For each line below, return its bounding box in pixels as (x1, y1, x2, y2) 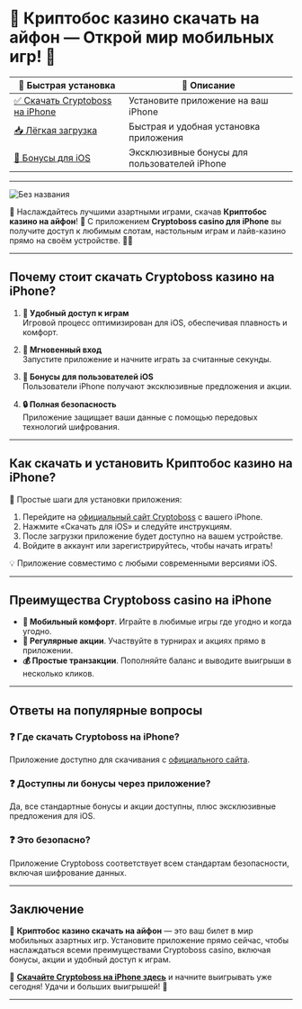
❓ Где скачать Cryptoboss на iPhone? (9, 730, 180, 742)
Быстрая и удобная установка (129, 120, 261, 132)
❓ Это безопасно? (9, 833, 92, 846)
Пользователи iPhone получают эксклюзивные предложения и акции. (22, 380, 292, 391)
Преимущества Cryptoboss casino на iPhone (9, 592, 272, 607)
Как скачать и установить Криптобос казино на (9, 456, 293, 471)
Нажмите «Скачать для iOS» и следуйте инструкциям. (22, 521, 233, 532)
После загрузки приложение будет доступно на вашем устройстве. (22, 531, 283, 541)
